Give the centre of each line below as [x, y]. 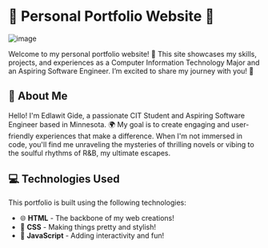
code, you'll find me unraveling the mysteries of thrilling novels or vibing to [131, 144]
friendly [21, 136]
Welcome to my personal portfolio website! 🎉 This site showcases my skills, [133, 54]
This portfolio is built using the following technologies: [97, 202]
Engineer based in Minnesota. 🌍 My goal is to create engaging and [119, 124]
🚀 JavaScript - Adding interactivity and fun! [92, 235]
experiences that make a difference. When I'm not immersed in [139, 136]
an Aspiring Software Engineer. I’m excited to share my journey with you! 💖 [131, 70]
